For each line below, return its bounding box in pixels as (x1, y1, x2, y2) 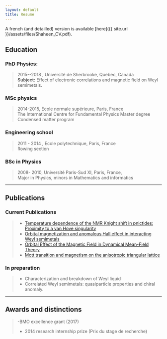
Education (5, 45, 38, 54)
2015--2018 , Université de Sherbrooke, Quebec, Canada (17, 72, 134, 78)
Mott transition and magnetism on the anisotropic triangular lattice (24, 252, 160, 258)
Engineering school (5, 129, 53, 136)
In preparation (5, 264, 40, 271)
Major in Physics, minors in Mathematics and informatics (17, 175, 133, 181)
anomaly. (24, 286, 44, 292)
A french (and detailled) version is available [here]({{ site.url (5, 25, 128, 31)
